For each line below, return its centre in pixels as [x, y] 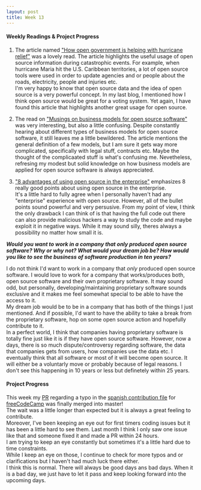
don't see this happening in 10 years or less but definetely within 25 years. [98, 370]
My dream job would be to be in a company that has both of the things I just [100, 306]
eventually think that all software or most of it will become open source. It [97, 357]
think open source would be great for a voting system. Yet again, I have [103, 101]
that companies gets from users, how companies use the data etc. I [89, 351]
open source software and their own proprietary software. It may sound [94, 281]
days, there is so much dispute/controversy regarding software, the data [96, 345]
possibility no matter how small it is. [59, 232]
